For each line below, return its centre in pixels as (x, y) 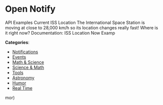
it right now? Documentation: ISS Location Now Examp (60, 33)
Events (19, 57)
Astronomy (23, 78)
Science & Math (28, 67)
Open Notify (30, 9)
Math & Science (28, 62)
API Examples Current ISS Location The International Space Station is (75, 22)
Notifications (25, 52)
